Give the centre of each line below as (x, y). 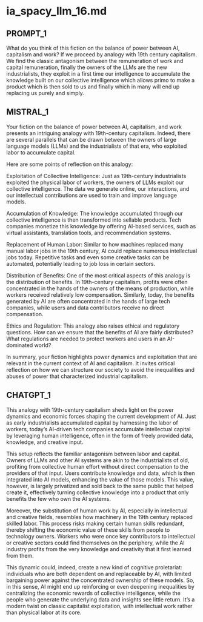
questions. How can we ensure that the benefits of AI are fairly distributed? (100, 332)
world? (43, 345)
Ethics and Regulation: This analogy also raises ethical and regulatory (93, 326)
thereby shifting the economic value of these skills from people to (88, 530)
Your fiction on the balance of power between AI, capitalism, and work (94, 127)
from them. (20, 555)
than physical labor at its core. (44, 612)
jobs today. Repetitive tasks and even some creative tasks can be (88, 257)
